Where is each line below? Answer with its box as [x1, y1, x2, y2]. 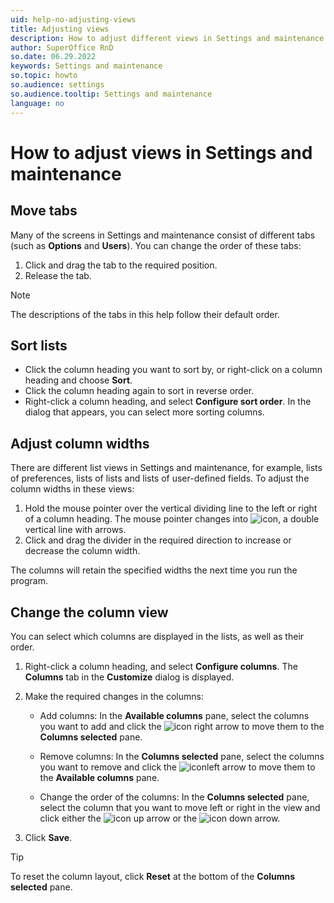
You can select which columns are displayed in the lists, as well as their [10, 630, 305, 642]
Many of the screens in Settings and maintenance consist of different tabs [10, 229, 316, 241]
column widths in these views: [10, 483, 135, 495]
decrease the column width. [24, 545, 141, 557]
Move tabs [10, 202, 78, 220]
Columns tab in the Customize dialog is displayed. [24, 671, 235, 683]
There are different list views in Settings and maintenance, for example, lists [10, 462, 323, 474]
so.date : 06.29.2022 [10, 52, 97, 62]
